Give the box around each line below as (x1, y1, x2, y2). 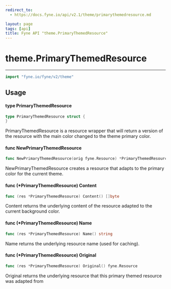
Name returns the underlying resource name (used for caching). (5, 240, 140, 247)
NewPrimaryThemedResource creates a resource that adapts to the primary (5, 165, 164, 171)
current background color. (5, 208, 60, 214)
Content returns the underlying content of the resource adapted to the (5, 203, 153, 209)
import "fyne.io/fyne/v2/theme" (5, 74, 74, 79)
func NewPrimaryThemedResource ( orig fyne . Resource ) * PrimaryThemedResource (5, 156, 169, 161)
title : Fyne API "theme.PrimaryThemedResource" (5, 31, 108, 36)
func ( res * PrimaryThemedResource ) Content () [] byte (5, 194, 120, 199)
